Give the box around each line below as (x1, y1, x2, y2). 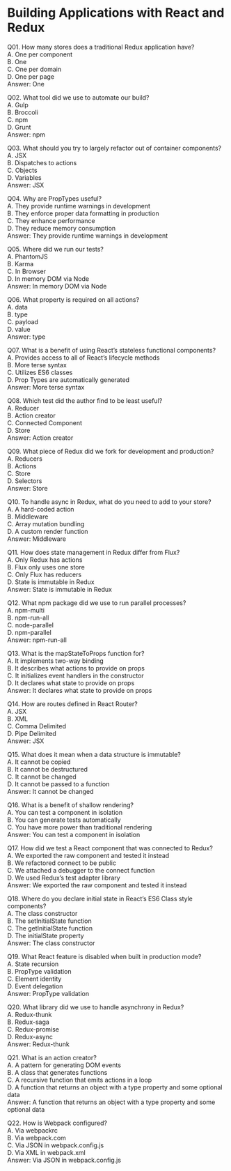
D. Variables (7, 173, 42, 182)
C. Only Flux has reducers (7, 570, 82, 579)
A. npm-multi (7, 606, 45, 614)
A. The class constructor (7, 909, 78, 917)
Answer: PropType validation (7, 989, 89, 997)
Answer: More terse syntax (7, 383, 85, 391)
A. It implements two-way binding (7, 657, 104, 665)
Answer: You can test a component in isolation (7, 830, 141, 839)
